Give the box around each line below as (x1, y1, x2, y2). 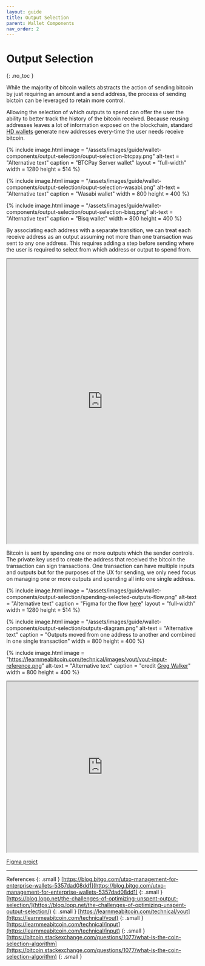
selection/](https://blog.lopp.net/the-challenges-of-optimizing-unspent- (6, 902, 187, 909)
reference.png (6, 662, 42, 670)
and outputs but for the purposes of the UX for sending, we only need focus (6, 569, 196, 576)
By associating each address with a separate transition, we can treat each (6, 227, 191, 234)
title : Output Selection (6, 15, 69, 21)
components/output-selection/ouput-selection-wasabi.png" (6, 183, 156, 191)
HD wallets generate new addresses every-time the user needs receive (6, 128, 184, 135)
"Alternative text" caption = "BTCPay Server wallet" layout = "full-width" (6, 159, 187, 166)
